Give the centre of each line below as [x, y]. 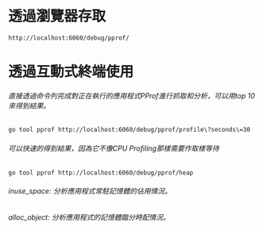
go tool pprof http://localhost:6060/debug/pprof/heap [101, 172]
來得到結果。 [29, 105]
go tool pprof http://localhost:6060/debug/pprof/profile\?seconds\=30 [129, 130]
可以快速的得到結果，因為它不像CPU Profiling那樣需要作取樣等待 [114, 148]
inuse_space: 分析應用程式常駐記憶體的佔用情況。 [90, 191]
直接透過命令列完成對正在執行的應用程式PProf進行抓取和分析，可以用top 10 [132, 95]
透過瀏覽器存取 [57, 16]
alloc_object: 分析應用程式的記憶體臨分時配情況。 [89, 217]
